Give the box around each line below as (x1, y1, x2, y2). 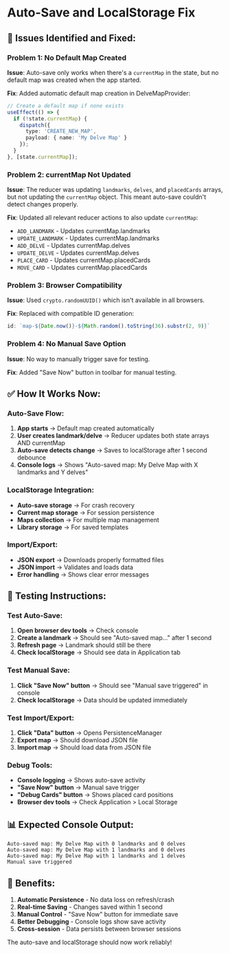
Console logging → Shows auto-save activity (16, 776, 146, 784)
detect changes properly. (7, 200, 79, 208)
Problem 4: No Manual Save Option (7, 339, 126, 349)
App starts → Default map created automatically (16, 425, 154, 433)
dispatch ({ (19, 122, 51, 129)
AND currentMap (16, 439, 65, 447)
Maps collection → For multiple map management (16, 515, 159, 524)
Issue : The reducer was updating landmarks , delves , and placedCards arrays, (7, 186, 223, 194)
